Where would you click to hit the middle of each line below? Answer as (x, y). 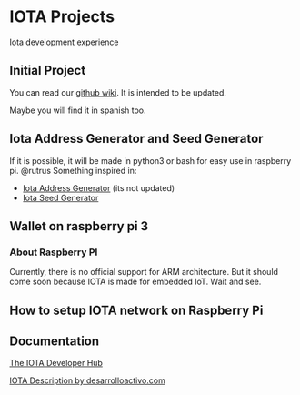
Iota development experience (65, 42)
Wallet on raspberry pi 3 (79, 226)
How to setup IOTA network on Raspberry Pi (136, 310)
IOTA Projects (62, 17)
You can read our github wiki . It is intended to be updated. (118, 92)
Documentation (55, 342)
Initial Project (48, 71)
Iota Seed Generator (60, 197)
